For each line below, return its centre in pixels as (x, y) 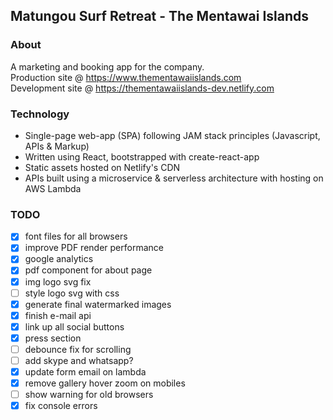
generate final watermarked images (98, 304)
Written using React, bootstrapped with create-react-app (142, 156)
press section (53, 338)
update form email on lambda (85, 372)
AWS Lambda (53, 188)
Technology (40, 114)
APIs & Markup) (57, 146)
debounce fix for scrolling (78, 349)
